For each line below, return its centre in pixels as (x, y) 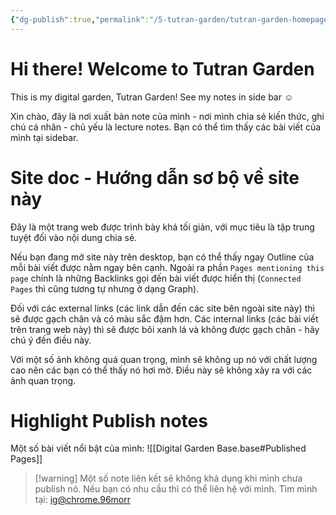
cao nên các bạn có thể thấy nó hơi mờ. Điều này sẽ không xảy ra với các (161, 370)
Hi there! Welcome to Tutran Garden (162, 68)
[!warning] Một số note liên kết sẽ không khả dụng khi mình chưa (168, 478)
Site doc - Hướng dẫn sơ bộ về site (155, 177)
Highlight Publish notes (109, 420)
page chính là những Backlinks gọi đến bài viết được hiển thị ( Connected (156, 278)
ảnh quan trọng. (43, 380)
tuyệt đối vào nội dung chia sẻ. (74, 237)
